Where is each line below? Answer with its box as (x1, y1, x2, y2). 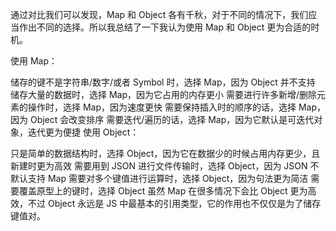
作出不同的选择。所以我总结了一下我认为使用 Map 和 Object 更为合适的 (18, 21, 312, 33)
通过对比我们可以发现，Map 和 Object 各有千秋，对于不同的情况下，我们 (10, 9, 309, 20)
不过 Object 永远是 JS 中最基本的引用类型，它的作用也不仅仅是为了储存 (27, 198, 322, 209)
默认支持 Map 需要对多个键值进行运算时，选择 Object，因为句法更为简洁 (10, 173, 309, 184)
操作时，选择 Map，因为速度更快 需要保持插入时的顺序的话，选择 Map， (27, 101, 326, 113)
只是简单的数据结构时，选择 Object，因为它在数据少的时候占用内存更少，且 (10, 148, 321, 159)
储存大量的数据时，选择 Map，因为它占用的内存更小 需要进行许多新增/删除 (10, 89, 317, 100)
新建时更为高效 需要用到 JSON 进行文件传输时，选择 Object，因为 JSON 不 (10, 160, 320, 172)
